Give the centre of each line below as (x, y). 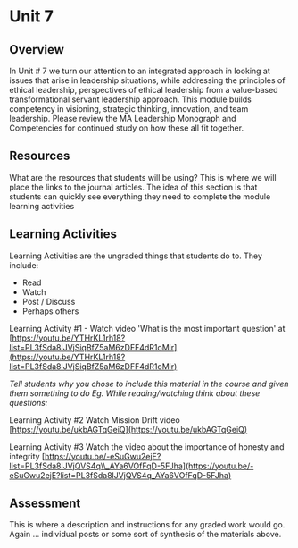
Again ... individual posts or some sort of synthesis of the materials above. (145, 535)
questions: (29, 402)
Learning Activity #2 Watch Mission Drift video (95, 420)
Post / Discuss (49, 301)
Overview (37, 50)
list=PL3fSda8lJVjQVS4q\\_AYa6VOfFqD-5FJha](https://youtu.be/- (132, 466)
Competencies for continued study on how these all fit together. (126, 128)
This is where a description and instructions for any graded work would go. (147, 525)
